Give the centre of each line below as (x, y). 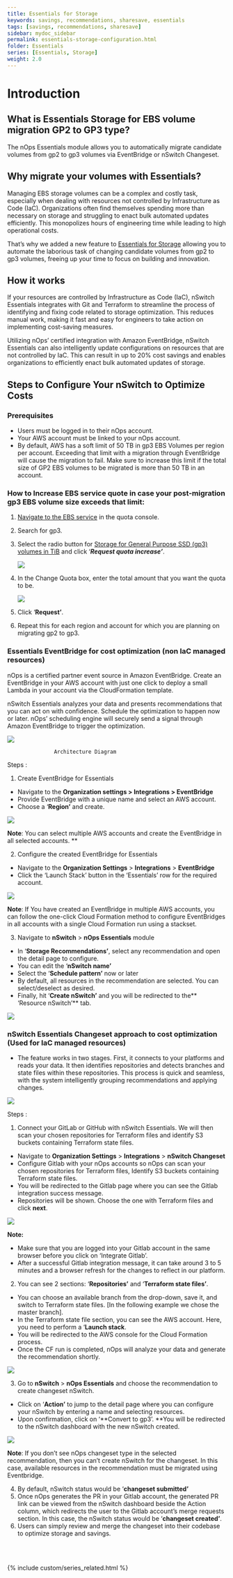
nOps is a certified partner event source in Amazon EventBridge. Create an (114, 675)
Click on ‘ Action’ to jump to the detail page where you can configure (115, 1404)
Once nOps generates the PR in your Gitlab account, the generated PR (118, 1496)
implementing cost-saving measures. (60, 327)
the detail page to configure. (58, 958)
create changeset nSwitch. (56, 1390)
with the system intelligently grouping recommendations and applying (117, 1080)
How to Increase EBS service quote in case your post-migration (116, 493)
